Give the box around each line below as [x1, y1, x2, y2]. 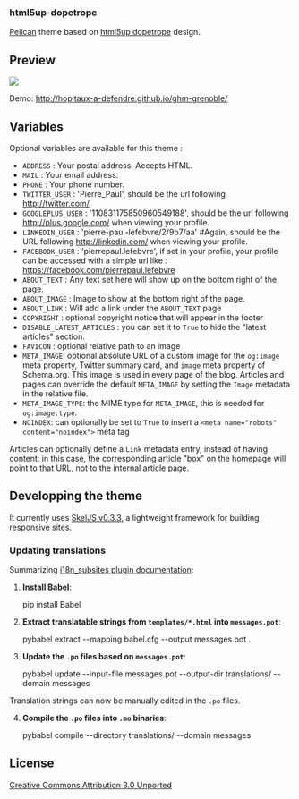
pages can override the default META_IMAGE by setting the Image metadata [21, 378, 291, 389]
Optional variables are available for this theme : [9, 142, 184, 153]
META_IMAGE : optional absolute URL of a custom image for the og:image [21, 350, 280, 361]
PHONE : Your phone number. [21, 179, 125, 190]
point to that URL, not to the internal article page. [9, 463, 190, 473]
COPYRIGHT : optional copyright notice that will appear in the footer [21, 311, 264, 323]
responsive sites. [9, 522, 73, 532]
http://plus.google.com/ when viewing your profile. [21, 217, 210, 227]
